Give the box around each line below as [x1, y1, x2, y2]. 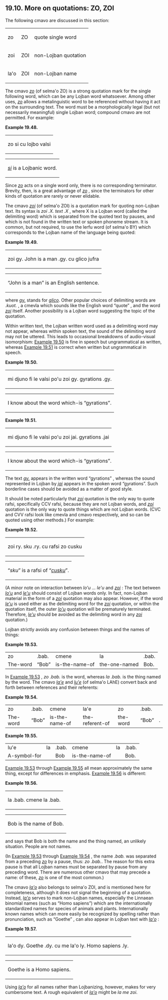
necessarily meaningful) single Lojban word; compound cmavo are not [5, 109, 150, 115]
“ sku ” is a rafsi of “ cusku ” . [7, 566, 69, 574]
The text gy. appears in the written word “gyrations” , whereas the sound [5, 475, 155, 481]
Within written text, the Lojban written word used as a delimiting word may [5, 323, 158, 329]
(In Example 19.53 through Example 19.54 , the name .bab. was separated [5, 853, 156, 859]
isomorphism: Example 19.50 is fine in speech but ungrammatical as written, [5, 339, 162, 345]
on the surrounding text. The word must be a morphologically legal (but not [5, 104, 160, 110]
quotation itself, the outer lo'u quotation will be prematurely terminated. [5, 606, 151, 612]
